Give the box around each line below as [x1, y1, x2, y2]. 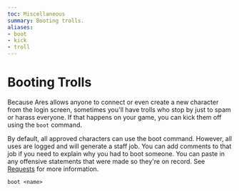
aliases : [7, 24, 34, 31]
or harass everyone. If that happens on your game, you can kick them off [7, 113, 222, 121]
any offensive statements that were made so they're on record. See [7, 157, 205, 165]
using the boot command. [7, 120, 83, 129]
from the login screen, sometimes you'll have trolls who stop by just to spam [7, 105, 232, 114]
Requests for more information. [7, 165, 99, 173]
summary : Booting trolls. [7, 17, 84, 24]
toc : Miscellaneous [7, 10, 66, 18]
